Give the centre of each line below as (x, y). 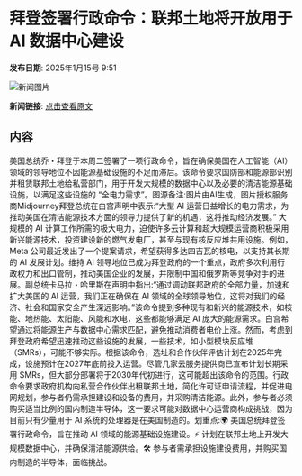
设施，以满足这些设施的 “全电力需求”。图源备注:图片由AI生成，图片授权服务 (149, 194)
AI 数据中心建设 (67, 41)
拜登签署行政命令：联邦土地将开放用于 (151, 18)
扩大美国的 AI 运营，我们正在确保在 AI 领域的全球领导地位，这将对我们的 (143, 296)
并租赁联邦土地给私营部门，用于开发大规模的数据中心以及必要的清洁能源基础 (151, 183)
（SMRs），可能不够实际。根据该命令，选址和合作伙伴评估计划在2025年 (142, 352)
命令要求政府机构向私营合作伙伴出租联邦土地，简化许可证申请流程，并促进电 (151, 386)
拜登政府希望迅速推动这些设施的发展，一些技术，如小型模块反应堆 (131, 341)
